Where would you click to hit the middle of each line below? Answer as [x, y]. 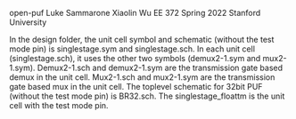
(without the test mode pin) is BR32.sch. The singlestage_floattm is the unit [147, 96]
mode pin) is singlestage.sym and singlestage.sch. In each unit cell [132, 49]
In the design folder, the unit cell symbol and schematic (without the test [142, 40]
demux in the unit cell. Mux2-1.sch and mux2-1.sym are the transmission [142, 77]
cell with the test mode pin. [59, 105]
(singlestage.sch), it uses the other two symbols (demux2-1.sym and [135, 58]
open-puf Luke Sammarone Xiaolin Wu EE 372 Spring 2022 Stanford [135, 13]
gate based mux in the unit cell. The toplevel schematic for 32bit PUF [136, 87]
